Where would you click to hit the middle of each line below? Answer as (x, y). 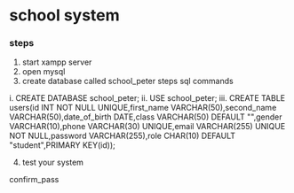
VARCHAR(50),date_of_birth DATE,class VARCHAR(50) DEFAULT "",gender (146, 117)
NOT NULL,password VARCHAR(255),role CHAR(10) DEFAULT (123, 136)
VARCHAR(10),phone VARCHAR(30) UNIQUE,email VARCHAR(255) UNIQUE (147, 127)
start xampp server (57, 62)
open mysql (44, 72)
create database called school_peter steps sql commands (127, 81)
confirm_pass (34, 180)
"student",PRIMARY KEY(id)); (62, 145)
